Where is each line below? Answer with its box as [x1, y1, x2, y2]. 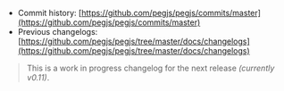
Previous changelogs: [17, 27, 98, 37]
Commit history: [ [17, 8, 82, 18]
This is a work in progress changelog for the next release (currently [26, 62, 275, 73]
